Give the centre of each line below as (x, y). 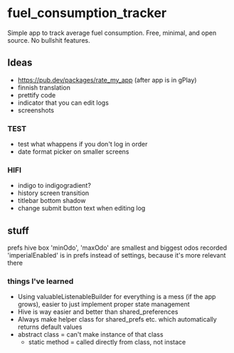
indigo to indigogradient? (54, 186)
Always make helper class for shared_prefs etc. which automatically (117, 320)
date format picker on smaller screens (73, 152)
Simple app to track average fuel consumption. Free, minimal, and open (112, 33)
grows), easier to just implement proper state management (103, 305)
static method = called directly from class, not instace (107, 342)
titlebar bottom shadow (52, 201)
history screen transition (53, 193)
